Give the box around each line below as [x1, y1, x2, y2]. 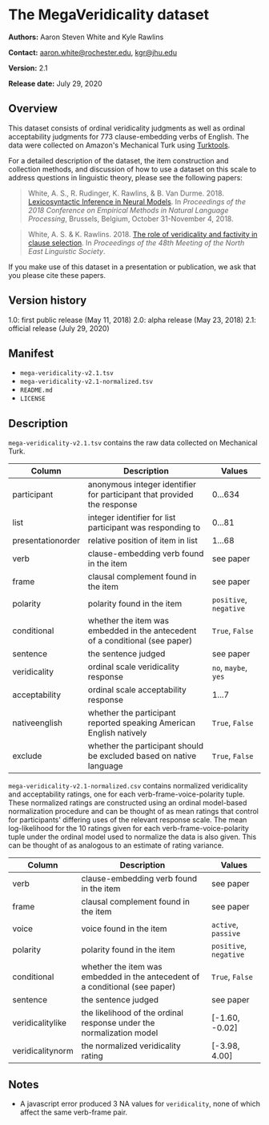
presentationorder [12, 535, 81, 546]
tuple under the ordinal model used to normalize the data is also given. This [8, 832, 257, 842]
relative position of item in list [87, 535, 199, 546]
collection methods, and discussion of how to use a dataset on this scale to [8, 164, 257, 174]
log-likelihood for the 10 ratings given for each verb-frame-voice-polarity [8, 824, 250, 833]
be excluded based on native [87, 751, 197, 762]
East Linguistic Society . [27, 246, 106, 256]
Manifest [8, 346, 54, 360]
